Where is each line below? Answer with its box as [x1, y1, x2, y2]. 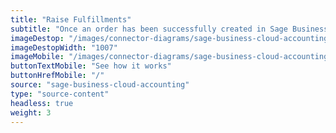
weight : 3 [10, 107, 52, 118]
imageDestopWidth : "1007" [10, 42, 118, 53]
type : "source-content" [10, 89, 110, 99]
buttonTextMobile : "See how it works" [10, 61, 172, 71]
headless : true [10, 98, 74, 108]
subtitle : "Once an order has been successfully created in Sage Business [10, 24, 329, 34]
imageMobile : [10, 52, 65, 62]
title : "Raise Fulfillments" [10, 14, 132, 25]
